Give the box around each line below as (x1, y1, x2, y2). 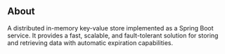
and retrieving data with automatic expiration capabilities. (7, 38, 174, 47)
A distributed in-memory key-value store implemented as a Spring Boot (7, 24, 214, 32)
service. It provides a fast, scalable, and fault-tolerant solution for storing (7, 31, 219, 39)
